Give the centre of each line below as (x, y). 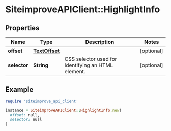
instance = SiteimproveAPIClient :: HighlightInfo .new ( (64, 110)
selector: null (26, 120)
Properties (22, 28)
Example (19, 90)
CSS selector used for (91, 59)
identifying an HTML (89, 65)
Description (100, 42)
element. (75, 72)
